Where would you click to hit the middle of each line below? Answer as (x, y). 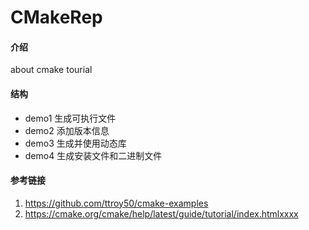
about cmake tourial (51, 70)
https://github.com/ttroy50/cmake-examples (116, 203)
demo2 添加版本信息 (67, 130)
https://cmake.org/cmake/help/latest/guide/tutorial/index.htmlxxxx (161, 213)
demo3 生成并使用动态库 (75, 143)
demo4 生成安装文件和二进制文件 (93, 155)
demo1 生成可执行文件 (70, 118)
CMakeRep (56, 17)
